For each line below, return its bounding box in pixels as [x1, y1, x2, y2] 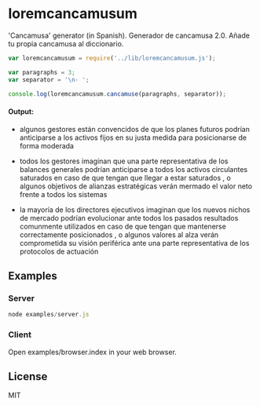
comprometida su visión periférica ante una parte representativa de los [19, 238, 250, 247]
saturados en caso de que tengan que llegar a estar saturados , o [19, 173, 232, 182]
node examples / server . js [8, 311, 90, 319]
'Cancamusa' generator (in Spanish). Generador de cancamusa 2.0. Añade [8, 31, 250, 40]
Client [8, 329, 31, 340]
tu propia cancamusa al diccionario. [8, 38, 124, 48]
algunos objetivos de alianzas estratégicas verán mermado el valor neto [19, 181, 253, 191]
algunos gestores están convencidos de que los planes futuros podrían [19, 124, 250, 134]
